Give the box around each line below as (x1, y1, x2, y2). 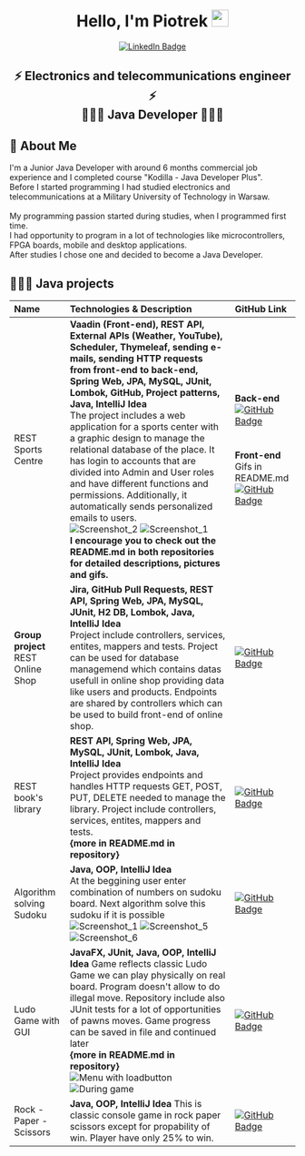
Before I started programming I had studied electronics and (9, 182, 231, 193)
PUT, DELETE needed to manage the (69, 791, 226, 804)
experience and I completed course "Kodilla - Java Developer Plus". (9, 172, 263, 183)
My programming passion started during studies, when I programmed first (9, 210, 287, 222)
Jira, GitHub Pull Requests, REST (69, 583, 214, 595)
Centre (14, 454, 44, 467)
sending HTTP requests (98, 351, 203, 364)
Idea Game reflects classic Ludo (69, 957, 208, 969)
